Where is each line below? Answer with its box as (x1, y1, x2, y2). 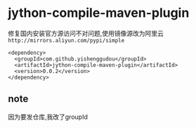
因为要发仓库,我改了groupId (8, 113, 89, 121)
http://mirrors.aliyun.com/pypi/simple (8, 37, 125, 44)
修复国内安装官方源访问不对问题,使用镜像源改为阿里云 (8, 29, 164, 37)
